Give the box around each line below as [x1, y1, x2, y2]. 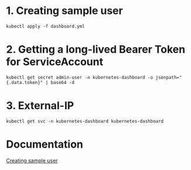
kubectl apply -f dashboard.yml [6, 23, 85, 29]
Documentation [6, 138, 84, 151]
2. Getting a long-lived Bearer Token [6, 43, 186, 56]
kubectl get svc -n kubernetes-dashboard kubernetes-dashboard [6, 118, 164, 124]
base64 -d [50, 79, 75, 85]
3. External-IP [6, 99, 74, 112]
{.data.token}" [6, 79, 43, 85]
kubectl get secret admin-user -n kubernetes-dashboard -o [6, 74, 154, 80]
